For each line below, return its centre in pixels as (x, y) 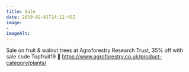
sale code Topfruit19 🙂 (33, 57)
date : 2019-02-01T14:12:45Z (41, 17)
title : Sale (21, 12)
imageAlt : (18, 34)
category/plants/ (26, 63)
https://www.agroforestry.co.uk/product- (112, 57)
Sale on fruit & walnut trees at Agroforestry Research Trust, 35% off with (95, 50)
